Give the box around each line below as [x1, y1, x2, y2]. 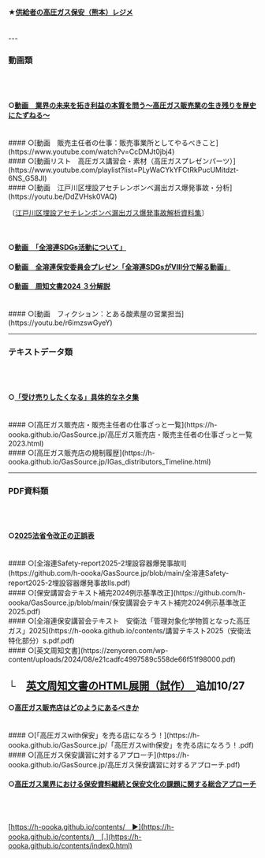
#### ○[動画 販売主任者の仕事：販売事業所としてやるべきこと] [8, 138, 218, 147]
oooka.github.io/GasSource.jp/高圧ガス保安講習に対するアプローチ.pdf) [8, 759, 241, 769]
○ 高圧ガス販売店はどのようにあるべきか [8, 703, 140, 713]
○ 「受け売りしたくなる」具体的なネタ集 [8, 392, 140, 401]
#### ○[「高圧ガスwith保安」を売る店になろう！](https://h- [8, 730, 200, 740]
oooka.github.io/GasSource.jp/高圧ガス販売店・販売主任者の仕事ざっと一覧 [8, 430, 252, 439]
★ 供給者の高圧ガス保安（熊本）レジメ [8, 7, 133, 17]
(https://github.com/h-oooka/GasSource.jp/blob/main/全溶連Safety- [8, 569, 230, 578]
